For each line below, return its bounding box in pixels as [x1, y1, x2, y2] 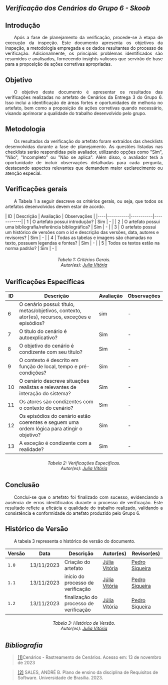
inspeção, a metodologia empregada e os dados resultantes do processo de [5, 45, 163, 51]
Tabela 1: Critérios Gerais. [57, 257, 111, 263]
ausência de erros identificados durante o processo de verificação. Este [5, 499, 163, 505]
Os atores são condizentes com [19, 398, 93, 405]
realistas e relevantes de [19, 384, 76, 391]
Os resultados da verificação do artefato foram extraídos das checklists [14, 138, 163, 144]
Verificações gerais [5, 185, 67, 193]
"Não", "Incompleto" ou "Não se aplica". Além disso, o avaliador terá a [5, 154, 163, 160]
